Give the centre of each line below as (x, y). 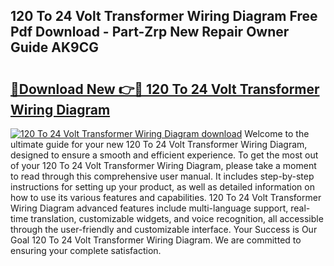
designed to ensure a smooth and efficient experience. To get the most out (164, 155)
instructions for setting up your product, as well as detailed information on (162, 187)
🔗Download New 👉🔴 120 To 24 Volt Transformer (165, 89)
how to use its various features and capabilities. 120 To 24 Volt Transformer (166, 197)
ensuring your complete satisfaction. (86, 250)
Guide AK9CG (54, 47)
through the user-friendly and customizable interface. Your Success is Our (164, 229)
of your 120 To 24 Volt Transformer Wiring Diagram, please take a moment (163, 165)
